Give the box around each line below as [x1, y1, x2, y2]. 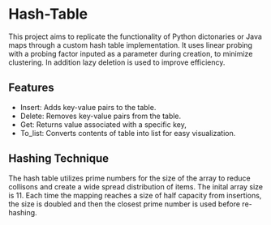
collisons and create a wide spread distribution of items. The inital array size [8, 181, 264, 191]
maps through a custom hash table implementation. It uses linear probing [8, 40, 253, 49]
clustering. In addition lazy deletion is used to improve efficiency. [8, 57, 226, 67]
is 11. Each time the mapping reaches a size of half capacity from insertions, [8, 190, 262, 200]
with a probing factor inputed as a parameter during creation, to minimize [8, 49, 253, 58]
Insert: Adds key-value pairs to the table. [19, 102, 157, 112]
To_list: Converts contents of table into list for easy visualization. [19, 128, 236, 138]
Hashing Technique [8, 151, 110, 166]
